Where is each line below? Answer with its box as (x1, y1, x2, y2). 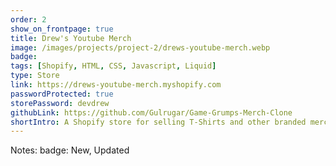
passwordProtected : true (10, 89, 114, 99)
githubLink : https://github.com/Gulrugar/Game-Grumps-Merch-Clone (10, 107, 293, 118)
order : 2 (10, 14, 47, 25)
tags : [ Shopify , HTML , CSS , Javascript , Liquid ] (10, 61, 217, 71)
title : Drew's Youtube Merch (10, 33, 132, 43)
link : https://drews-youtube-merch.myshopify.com (10, 80, 222, 90)
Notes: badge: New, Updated (10, 144, 130, 156)
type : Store (10, 71, 60, 81)
